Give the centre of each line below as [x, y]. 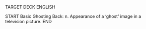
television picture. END [29, 22]
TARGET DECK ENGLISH [30, 7]
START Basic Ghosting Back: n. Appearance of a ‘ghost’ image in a [73, 16]
